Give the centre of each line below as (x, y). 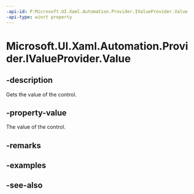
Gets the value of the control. (41, 94)
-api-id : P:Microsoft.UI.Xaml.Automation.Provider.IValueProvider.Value (97, 11)
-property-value (36, 113)
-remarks (24, 145)
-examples (26, 165)
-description (29, 80)
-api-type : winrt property (39, 17)
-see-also (24, 185)
